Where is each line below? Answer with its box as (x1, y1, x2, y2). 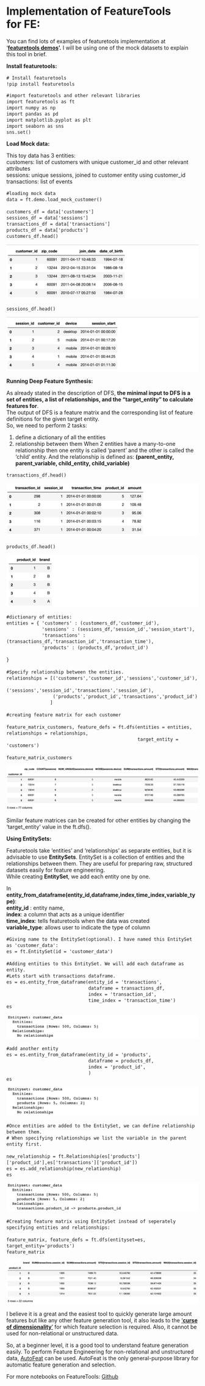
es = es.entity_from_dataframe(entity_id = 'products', (6, 1052, 151, 1058)
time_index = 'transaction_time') (88, 997, 176, 1004)
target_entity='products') (6, 1243, 75, 1249)
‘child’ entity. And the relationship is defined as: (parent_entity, (15, 453, 174, 461)
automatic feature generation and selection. (6, 1361, 117, 1368)
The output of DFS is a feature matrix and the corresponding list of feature (6, 409, 193, 417)
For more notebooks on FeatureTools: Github (6, 1373, 119, 1380)
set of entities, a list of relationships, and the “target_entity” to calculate (6, 396, 193, 403)
